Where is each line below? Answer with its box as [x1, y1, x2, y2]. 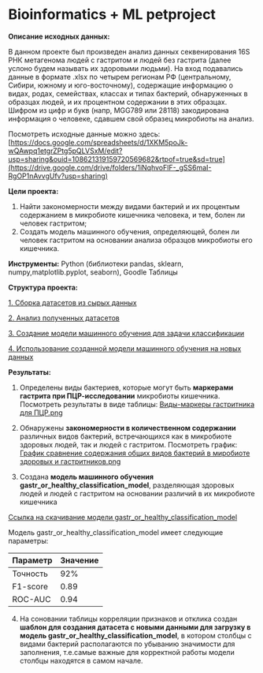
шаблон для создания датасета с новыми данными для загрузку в [19, 622, 251, 632]
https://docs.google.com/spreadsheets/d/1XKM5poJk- [10, 137, 188, 147]
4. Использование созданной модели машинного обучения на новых [8, 343, 242, 353]
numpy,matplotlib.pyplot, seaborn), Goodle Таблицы [8, 267, 179, 277]
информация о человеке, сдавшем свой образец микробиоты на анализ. [8, 114, 254, 123]
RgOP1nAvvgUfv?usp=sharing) [8, 171, 109, 181]
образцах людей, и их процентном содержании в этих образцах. [8, 97, 228, 107]
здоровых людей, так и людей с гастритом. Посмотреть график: [19, 439, 238, 449]
